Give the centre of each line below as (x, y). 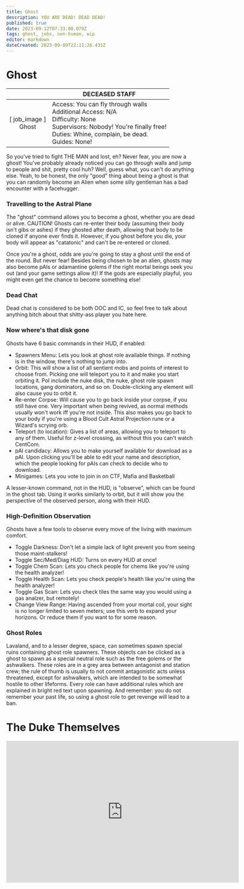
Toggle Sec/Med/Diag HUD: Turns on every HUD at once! (86, 560)
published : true (26, 23)
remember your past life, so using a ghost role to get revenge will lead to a (98, 697)
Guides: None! (72, 142)
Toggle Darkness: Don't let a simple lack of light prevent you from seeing (105, 547)
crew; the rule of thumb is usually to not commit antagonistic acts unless (96, 671)
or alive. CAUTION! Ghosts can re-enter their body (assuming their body (95, 223)
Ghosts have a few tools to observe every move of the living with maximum (99, 529)
